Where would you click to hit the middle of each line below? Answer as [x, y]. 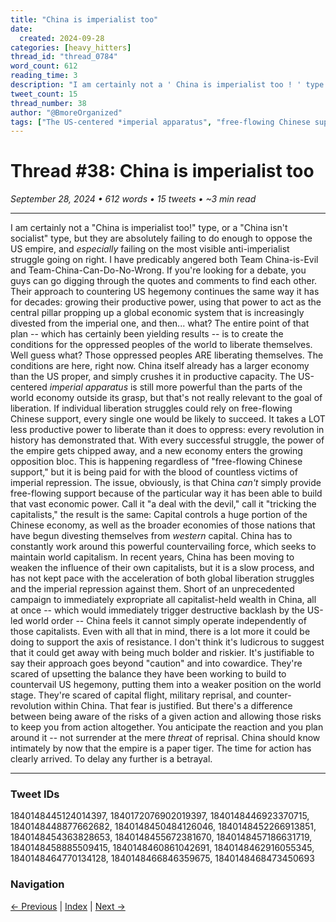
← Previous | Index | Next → [68, 906]
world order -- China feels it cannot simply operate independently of [166, 621]
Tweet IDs [35, 794]
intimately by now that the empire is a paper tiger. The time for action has [161, 748]
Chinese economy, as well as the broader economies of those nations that [163, 525]
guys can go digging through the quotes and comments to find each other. [164, 281]
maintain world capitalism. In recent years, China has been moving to [152, 557]
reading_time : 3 [44, 76]
